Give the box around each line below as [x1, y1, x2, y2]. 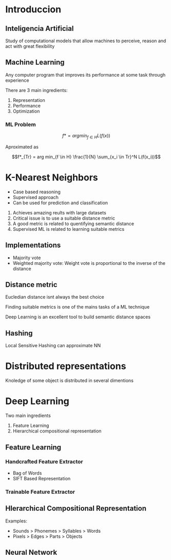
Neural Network [5, 548, 58, 556]
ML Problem [5, 121, 36, 128]
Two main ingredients [5, 412, 51, 419]
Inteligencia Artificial [5, 24, 74, 33]
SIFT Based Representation [12, 475, 71, 481]
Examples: [5, 518, 27, 524]
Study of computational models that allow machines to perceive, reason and [5, 38, 166, 44]
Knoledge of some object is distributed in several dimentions [5, 377, 134, 384]
